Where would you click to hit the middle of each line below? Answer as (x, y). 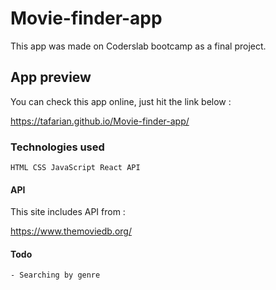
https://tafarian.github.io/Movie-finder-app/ (100, 121)
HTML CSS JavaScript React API (75, 168)
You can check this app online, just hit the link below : (121, 101)
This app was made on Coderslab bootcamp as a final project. (138, 46)
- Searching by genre (55, 275)
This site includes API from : (68, 212)
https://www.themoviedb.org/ (71, 231)
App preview (51, 77)
